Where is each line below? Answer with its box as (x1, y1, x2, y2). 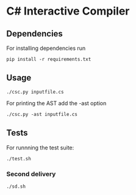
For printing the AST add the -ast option (6, 99, 107, 107)
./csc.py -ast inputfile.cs (6, 111, 78, 117)
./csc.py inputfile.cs (6, 89, 64, 95)
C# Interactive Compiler (6, 4, 130, 18)
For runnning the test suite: (6, 144, 74, 151)
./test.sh (6, 156, 32, 162)
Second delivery (6, 169, 56, 178)
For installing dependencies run (6, 44, 86, 52)
